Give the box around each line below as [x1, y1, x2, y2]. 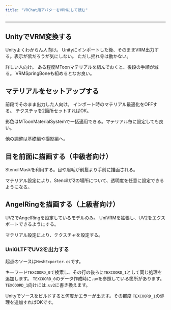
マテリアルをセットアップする [5, 87, 99, 95]
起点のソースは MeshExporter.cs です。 [5, 259, 84, 265]
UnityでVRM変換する [5, 33, 72, 41]
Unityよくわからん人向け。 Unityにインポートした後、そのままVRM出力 [5, 47, 155, 53]
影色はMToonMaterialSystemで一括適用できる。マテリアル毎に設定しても [5, 118, 159, 125]
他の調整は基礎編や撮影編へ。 [5, 136, 68, 142]
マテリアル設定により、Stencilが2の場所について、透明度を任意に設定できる [5, 177, 164, 184]
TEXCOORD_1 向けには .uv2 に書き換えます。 [5, 282, 91, 288]
